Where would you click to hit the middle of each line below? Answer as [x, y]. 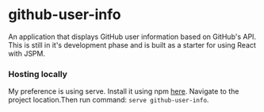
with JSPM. [27, 53]
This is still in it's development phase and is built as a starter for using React [132, 44]
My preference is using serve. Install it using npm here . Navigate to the [124, 91]
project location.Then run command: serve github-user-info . [109, 100]
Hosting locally [38, 74]
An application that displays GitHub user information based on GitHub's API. [132, 37]
